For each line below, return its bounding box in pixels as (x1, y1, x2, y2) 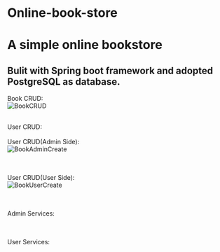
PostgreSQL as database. (7, 76, 121, 87)
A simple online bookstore (7, 37, 163, 53)
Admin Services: (7, 209, 55, 218)
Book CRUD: (7, 94, 43, 103)
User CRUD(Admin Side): (7, 138, 80, 146)
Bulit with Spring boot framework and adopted (7, 64, 214, 76)
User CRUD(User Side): (7, 174, 75, 182)
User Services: (7, 238, 50, 246)
